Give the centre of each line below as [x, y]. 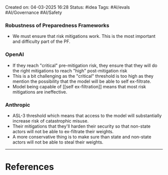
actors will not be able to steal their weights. [58, 142]
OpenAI [14, 54]
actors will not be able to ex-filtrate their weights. [63, 131]
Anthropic [18, 105]
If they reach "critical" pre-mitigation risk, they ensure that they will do [85, 65]
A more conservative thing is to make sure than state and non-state [82, 137]
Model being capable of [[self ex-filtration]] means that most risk [79, 86]
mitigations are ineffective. [40, 92]
